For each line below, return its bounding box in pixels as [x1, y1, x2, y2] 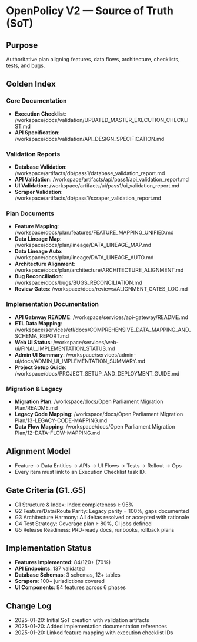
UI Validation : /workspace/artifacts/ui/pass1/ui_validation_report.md [14, 182, 180, 189]
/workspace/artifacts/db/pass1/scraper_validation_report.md [14, 195, 162, 202]
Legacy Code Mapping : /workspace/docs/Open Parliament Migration [14, 410, 183, 417]
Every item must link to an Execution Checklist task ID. [14, 468, 146, 475]
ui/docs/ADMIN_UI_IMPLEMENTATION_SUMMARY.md [14, 357, 146, 364]
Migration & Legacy [6, 384, 63, 393]
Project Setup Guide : [14, 364, 66, 371]
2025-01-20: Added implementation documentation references [14, 623, 168, 630]
